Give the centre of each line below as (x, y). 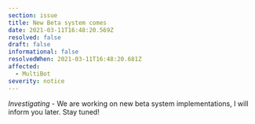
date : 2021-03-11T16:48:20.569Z (61, 30)
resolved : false (35, 37)
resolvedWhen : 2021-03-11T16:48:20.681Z (75, 60)
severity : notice (36, 81)
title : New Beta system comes (58, 23)
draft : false (29, 45)
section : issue (33, 15)
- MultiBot (33, 74)
